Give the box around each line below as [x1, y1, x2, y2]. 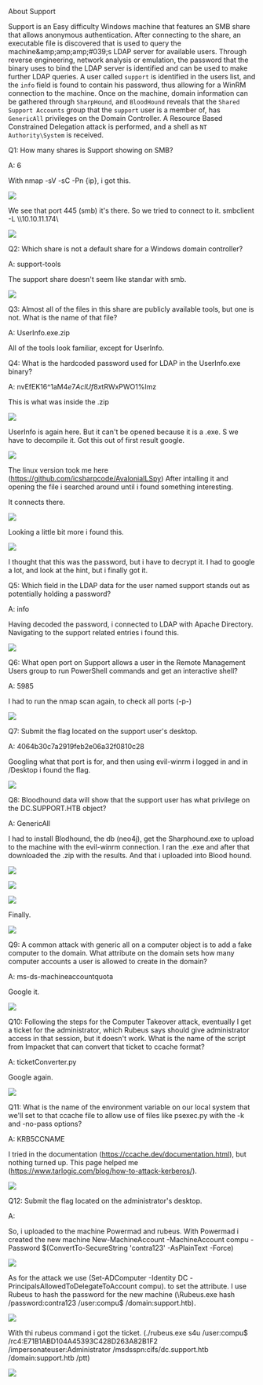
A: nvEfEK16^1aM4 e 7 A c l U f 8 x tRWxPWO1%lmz [8, 382, 157, 391]
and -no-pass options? [8, 1119, 82, 1128]
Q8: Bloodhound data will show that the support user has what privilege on [8, 795, 250, 804]
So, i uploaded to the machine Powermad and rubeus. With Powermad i [8, 1226, 239, 1236]
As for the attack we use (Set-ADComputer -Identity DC [8, 1274, 188, 1282]
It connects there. [8, 498, 65, 506]
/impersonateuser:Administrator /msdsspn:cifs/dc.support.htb [8, 1345, 210, 1354]
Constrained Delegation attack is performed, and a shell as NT [8, 122, 207, 131]
